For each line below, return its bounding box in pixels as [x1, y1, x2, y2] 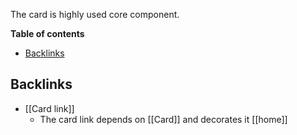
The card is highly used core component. [10, 9, 180, 20]
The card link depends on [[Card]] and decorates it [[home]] [39, 113, 288, 125]
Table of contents [10, 28, 85, 39]
